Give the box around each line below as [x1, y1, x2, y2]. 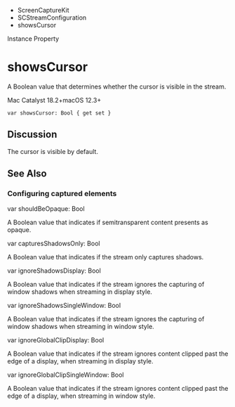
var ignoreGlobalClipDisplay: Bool [7, 336, 105, 344]
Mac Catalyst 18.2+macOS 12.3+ [7, 96, 102, 104]
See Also [7, 168, 47, 180]
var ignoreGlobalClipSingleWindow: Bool [7, 370, 124, 379]
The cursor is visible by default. [7, 147, 98, 155]
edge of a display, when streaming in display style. [7, 357, 154, 366]
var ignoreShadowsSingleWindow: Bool [7, 302, 121, 310]
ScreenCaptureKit [17, 6, 69, 14]
